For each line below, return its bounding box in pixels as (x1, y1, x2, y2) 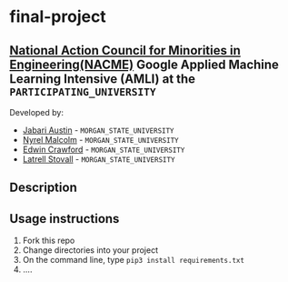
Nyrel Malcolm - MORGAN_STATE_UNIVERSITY (22, 135, 179, 145)
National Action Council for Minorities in (9, 43, 241, 58)
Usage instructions (9, 211, 120, 227)
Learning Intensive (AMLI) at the (9, 71, 196, 86)
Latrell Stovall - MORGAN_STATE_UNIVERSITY (22, 154, 175, 165)
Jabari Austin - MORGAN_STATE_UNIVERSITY (22, 125, 174, 136)
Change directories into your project (22, 245, 159, 256)
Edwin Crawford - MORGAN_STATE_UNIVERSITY (22, 144, 185, 155)
